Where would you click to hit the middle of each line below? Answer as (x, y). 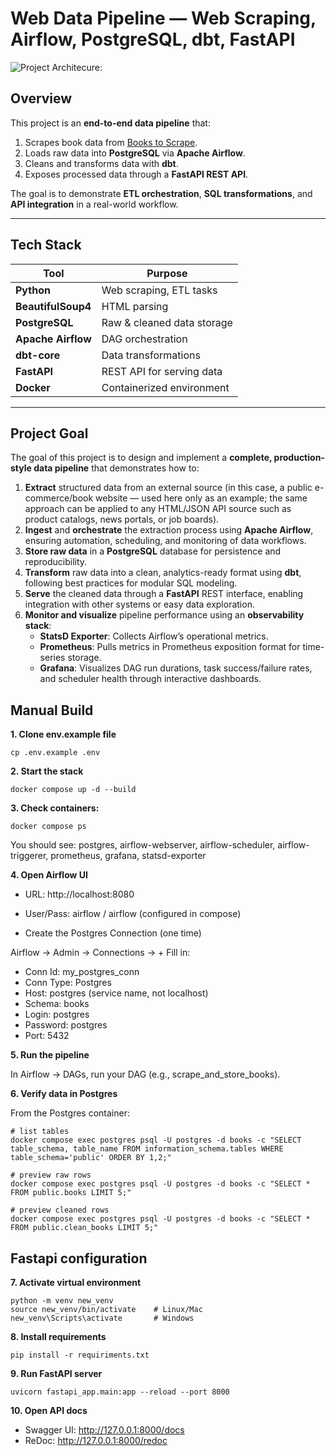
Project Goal (49, 433)
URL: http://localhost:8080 (79, 894)
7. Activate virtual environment (76, 1282)
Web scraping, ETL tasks (159, 290)
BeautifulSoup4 (53, 306)
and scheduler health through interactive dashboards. (150, 679)
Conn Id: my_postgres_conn (82, 972)
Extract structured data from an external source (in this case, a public (168, 488)
